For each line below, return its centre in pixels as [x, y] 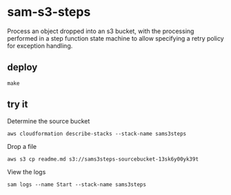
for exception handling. [40, 45]
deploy [22, 67]
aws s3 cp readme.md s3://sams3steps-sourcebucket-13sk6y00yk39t [103, 159]
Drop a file [22, 146]
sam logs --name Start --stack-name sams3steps [77, 184]
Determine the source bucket [49, 121]
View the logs [27, 172]
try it [18, 104]
